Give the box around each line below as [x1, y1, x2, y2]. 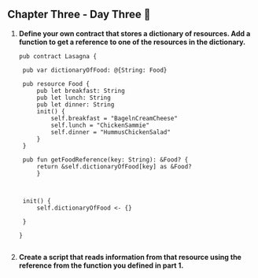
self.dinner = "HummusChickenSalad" [50, 128, 171, 136]
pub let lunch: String [36, 94, 111, 102]
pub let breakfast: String [36, 87, 125, 95]
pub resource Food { [22, 80, 90, 87]
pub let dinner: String [36, 100, 115, 109]
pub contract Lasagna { [18, 52, 98, 60]
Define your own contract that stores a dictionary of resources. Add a [18, 28, 251, 38]
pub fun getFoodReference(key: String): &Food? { [22, 155, 189, 164]
